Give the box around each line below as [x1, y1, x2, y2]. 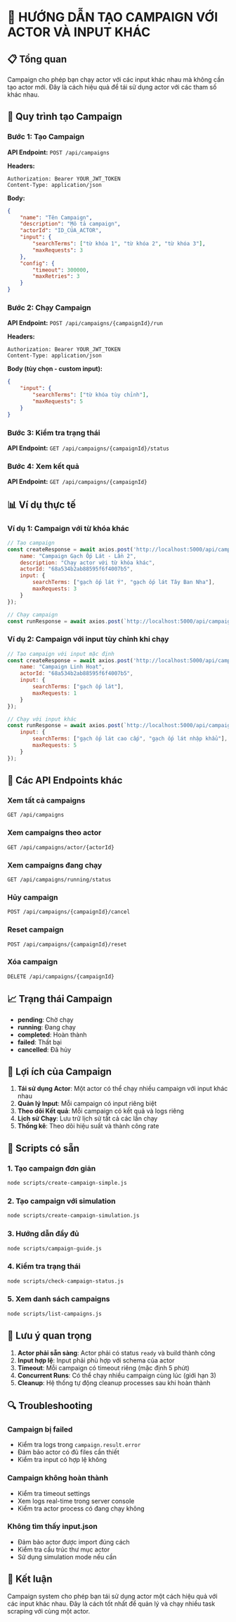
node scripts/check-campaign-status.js [7, 1277, 124, 1285]
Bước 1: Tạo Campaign [7, 132, 85, 142]
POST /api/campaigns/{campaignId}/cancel [7, 908, 131, 915]
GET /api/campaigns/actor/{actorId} [7, 843, 114, 851]
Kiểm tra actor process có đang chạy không [17, 1504, 145, 1513]
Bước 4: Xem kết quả [7, 461, 79, 471]
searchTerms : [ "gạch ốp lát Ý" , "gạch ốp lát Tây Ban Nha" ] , [32, 579, 216, 586]
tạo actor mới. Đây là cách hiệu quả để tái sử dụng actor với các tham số [7, 83, 217, 91]
